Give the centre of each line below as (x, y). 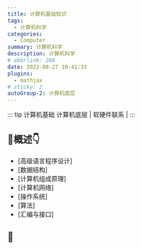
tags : (15, 21)
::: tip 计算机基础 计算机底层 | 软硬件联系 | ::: (71, 115)
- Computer (30, 41)
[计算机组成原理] (42, 178)
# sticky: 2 (25, 87)
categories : (25, 34)
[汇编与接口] (36, 214)
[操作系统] (33, 196)
